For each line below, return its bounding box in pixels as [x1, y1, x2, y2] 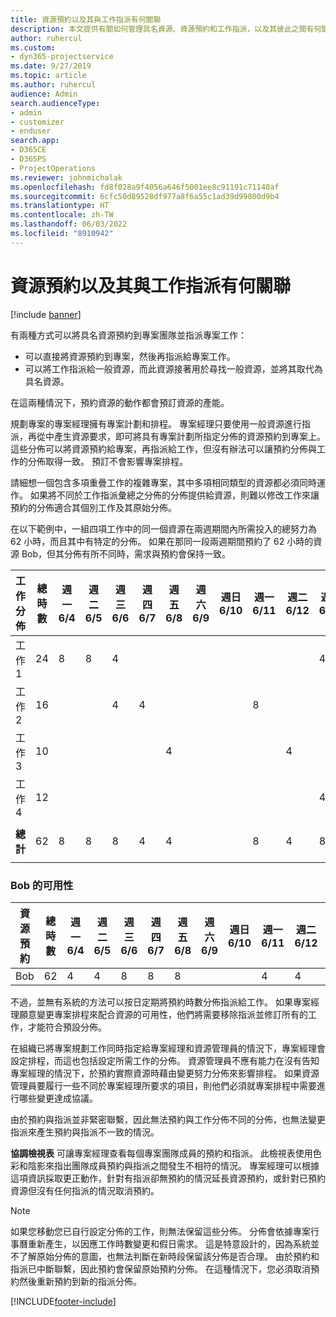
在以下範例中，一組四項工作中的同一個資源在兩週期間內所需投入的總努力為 [10, 522, 317, 535]
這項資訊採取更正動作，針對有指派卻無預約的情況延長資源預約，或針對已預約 [10, 1172, 326, 1184]
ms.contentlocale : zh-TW [10, 210, 114, 220]
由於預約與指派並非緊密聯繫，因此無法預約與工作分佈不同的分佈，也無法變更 [10, 1113, 326, 1125]
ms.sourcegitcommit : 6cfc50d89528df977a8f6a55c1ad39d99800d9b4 [10, 191, 280, 201]
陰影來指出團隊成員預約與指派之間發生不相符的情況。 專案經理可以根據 [27, 1159, 320, 1171]
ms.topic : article [10, 71, 87, 81]
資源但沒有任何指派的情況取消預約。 [10, 1184, 160, 1196]
